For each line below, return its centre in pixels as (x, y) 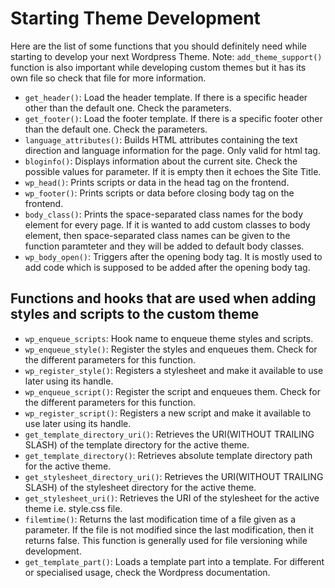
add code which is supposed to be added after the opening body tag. (167, 267)
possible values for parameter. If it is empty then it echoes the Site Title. (173, 171)
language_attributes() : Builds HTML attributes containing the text (161, 139)
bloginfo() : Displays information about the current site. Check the (161, 161)
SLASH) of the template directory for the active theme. (137, 444)
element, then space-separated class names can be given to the (157, 235)
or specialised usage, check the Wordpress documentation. (147, 572)
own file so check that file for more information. (108, 78)
